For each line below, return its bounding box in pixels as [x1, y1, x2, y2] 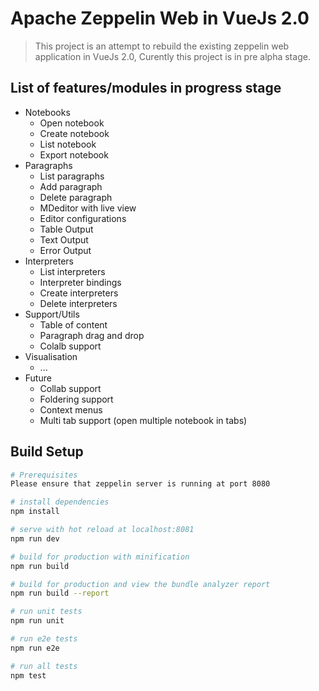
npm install [10, 507, 60, 517]
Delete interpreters [39, 297, 118, 309]
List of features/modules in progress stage [10, 80, 282, 97]
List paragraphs [39, 170, 105, 182]
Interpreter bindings [39, 276, 122, 288]
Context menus [39, 403, 103, 416]
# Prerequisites [10, 470, 78, 480]
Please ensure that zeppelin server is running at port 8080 [10, 479, 271, 489]
